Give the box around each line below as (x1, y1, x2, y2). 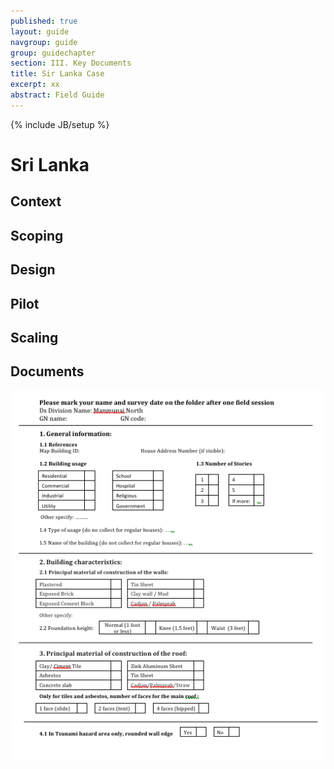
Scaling (10, 329, 59, 346)
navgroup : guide (10, 37, 78, 47)
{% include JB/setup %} (10, 118, 110, 130)
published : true (10, 16, 78, 26)
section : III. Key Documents (10, 58, 132, 69)
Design (10, 261, 56, 279)
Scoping (10, 227, 64, 244)
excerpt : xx (10, 80, 60, 90)
